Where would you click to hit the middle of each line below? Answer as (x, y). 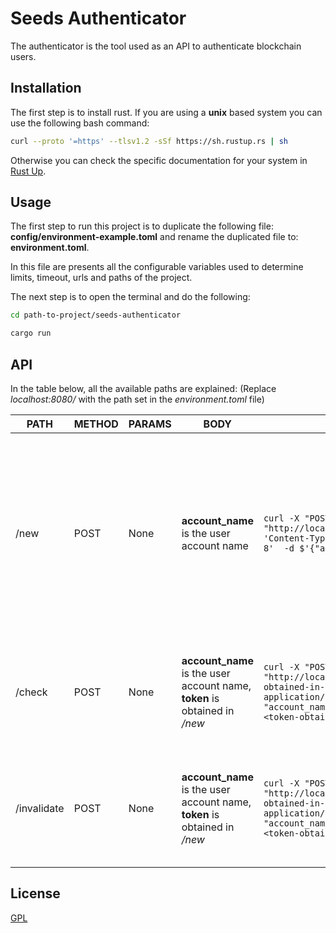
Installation (46, 88)
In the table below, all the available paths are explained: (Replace (143, 388)
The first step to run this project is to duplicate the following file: (142, 226)
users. (23, 56)
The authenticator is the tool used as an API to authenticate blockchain (156, 46)
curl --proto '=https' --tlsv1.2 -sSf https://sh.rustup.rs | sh (149, 141)
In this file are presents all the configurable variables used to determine (157, 267)
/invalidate (40, 808)
